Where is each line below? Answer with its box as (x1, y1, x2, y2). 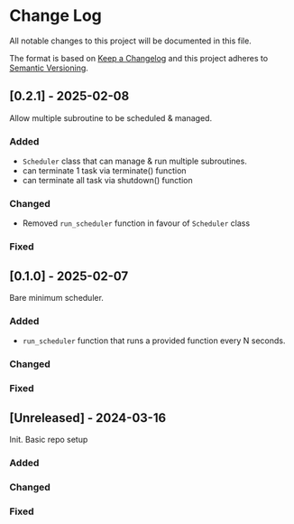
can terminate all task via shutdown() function (22, 175, 193, 186)
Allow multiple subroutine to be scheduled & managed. (9, 112, 213, 123)
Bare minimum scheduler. (9, 293, 104, 304)
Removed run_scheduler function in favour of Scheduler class (22, 218, 251, 229)
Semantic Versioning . (9, 62, 88, 73)
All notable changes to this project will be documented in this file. (9, 35, 253, 46)
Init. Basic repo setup (9, 435, 88, 445)
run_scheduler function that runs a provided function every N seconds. (22, 335, 286, 346)
